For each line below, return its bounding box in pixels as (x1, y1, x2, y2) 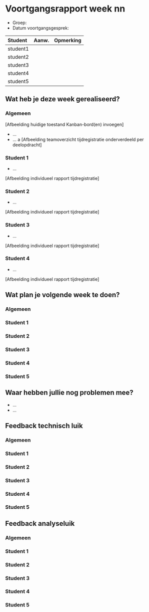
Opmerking (54, 37, 81, 44)
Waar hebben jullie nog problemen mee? (5, 388, 133, 397)
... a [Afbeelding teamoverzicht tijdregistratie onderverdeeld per (12, 136, 144, 142)
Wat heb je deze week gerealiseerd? (5, 95, 120, 103)
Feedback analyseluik (5, 519, 75, 528)
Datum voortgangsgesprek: (12, 25, 69, 31)
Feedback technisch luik (5, 422, 83, 430)
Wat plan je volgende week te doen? (5, 291, 120, 299)
